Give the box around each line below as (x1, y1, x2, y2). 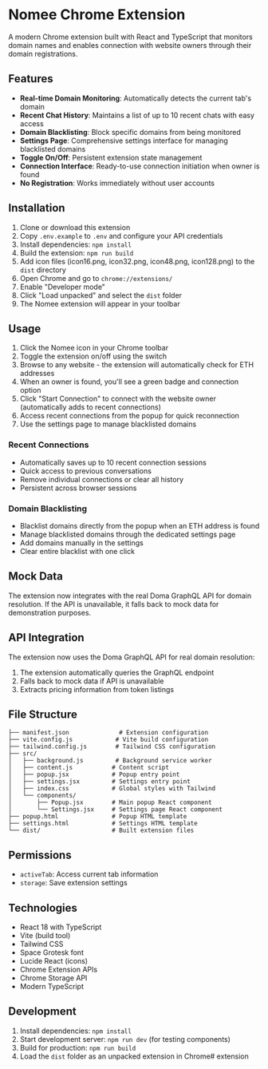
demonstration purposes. (8, 608, 92, 617)
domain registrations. (8, 49, 78, 58)
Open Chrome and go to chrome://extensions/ (19, 273, 173, 283)
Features (8, 72, 53, 85)
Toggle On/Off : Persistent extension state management (19, 152, 203, 162)
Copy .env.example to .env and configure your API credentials (19, 231, 223, 240)
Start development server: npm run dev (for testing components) (19, 1034, 231, 1043)
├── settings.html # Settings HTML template (8, 820, 198, 828)
